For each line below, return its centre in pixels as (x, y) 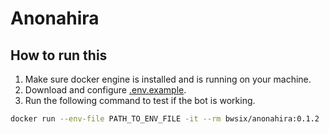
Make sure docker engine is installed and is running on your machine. (168, 79)
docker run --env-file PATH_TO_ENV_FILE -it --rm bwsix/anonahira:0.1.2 (165, 119)
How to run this (59, 55)
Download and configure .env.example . (105, 90)
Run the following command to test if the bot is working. (140, 100)
